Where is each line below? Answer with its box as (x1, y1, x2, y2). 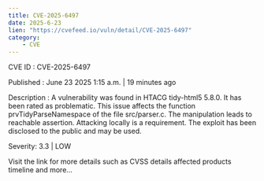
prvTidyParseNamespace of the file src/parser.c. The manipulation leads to (8, 109, 252, 119)
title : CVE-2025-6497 (8, 11, 80, 20)
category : (8, 33, 41, 42)
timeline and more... (8, 165, 73, 175)
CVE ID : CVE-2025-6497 (8, 62, 91, 72)
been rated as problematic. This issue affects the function (8, 102, 195, 111)
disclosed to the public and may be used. (8, 127, 142, 136)
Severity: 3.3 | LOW (8, 142, 72, 151)
